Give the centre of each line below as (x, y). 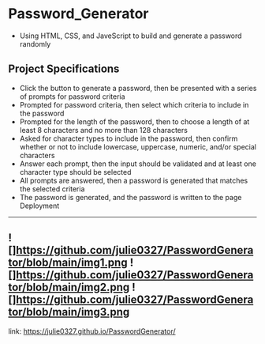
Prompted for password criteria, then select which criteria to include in (134, 104)
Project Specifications (64, 69)
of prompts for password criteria (72, 96)
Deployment (39, 206)
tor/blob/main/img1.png (68, 263)
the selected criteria (52, 189)
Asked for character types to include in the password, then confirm (129, 138)
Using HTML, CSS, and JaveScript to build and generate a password (131, 36)
